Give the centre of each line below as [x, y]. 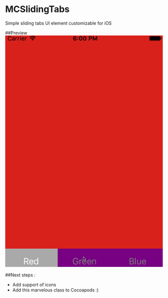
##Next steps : [20, 275]
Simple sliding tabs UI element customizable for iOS [58, 23]
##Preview [16, 33]
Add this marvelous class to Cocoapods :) [55, 290]
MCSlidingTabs [37, 9]
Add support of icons [34, 284]
